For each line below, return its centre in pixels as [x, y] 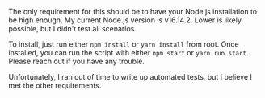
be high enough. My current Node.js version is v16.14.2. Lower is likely [125, 20]
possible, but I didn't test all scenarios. [73, 29]
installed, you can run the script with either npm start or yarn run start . [128, 53]
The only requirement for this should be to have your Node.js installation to [132, 12]
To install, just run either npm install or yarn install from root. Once [124, 44]
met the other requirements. [55, 85]
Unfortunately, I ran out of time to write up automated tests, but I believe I [130, 77]
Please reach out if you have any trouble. [77, 61]
